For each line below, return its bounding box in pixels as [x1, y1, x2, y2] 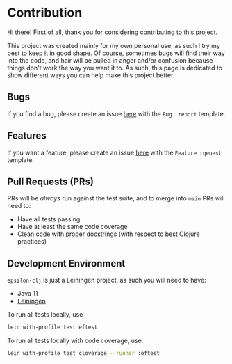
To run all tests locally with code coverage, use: [7, 336, 144, 345]
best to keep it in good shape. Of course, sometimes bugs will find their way [7, 49, 225, 57]
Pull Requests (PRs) [7, 175, 94, 187]
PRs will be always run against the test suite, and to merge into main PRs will [7, 194, 225, 203]
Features [7, 130, 47, 142]
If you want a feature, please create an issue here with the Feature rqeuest [7, 148, 222, 157]
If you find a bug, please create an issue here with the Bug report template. [7, 109, 226, 118]
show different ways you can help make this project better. [7, 71, 175, 79]
